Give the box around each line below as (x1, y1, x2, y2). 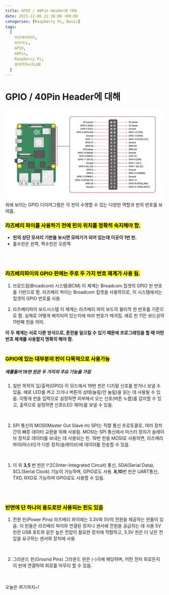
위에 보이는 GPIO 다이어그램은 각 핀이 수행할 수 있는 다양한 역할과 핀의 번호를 (5, 202, 158, 208)
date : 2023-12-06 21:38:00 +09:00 (5, 13, 78, 19)
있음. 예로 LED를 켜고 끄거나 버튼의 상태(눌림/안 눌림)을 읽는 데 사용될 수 (12, 389, 155, 395)
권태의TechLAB (14, 61, 41, 67)
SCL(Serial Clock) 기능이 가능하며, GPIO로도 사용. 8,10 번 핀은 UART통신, (12, 468, 159, 475)
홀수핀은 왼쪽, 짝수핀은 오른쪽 (12, 241, 71, 247)
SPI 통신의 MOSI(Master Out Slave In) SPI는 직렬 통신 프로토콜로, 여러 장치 (12, 422, 163, 428)
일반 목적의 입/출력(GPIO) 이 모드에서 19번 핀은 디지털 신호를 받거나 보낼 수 (12, 383, 161, 389)
